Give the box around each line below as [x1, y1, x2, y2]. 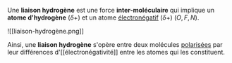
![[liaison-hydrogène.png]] [7, 27, 85, 35]
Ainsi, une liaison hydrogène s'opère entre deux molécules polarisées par [7, 41, 224, 48]
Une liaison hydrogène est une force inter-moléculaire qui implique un [7, 6, 215, 14]
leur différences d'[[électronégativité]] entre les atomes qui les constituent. [7, 48, 226, 56]
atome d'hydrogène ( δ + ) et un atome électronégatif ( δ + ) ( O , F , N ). [7, 13, 200, 22]
